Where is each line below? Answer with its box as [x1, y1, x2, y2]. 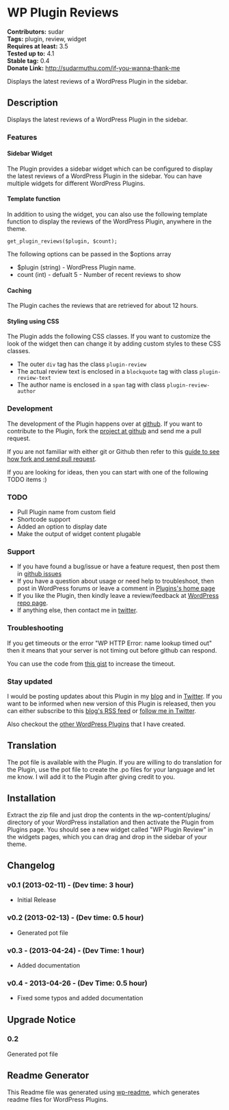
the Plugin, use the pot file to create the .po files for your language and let [7, 765, 215, 773]
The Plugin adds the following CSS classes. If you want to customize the [7, 333, 211, 341]
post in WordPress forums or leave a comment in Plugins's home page [16, 584, 215, 592]
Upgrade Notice [7, 1013, 77, 1026]
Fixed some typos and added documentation [16, 994, 144, 1002]
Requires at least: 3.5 [7, 42, 68, 50]
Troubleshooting [7, 623, 64, 633]
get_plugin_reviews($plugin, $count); [7, 238, 118, 245]
